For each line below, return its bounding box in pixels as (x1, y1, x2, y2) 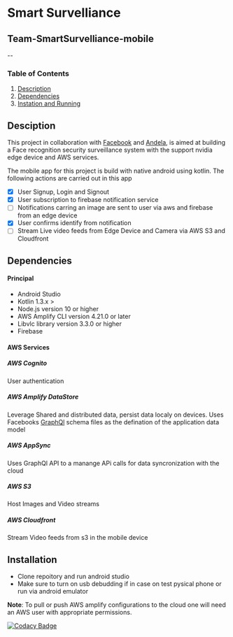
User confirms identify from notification (17, 219, 132, 227)
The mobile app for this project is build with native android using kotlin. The (7, 166, 225, 176)
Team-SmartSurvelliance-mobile (7, 33, 154, 45)
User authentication (7, 376, 64, 385)
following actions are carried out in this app (7, 174, 132, 182)
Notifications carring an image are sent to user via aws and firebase (17, 203, 213, 212)
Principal (7, 274, 34, 282)
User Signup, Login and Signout (17, 187, 110, 196)
